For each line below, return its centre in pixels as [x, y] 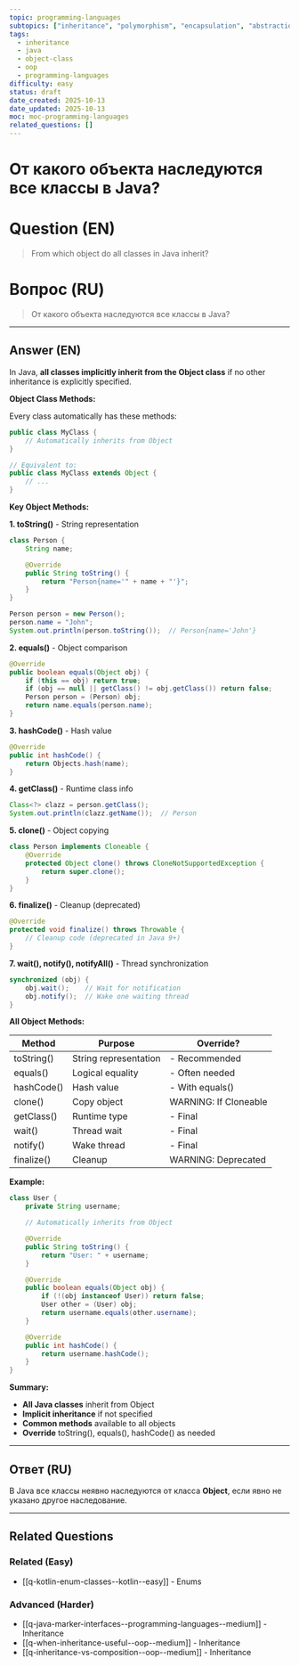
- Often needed [202, 1073]
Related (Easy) [41, 1562]
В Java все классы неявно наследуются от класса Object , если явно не [145, 1490]
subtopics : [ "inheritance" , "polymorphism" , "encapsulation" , [127, 26]
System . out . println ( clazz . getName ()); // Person [103, 813]
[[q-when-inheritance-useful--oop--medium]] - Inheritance [131, 1642]
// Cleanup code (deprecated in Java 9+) [103, 938]
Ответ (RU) [41, 1470]
